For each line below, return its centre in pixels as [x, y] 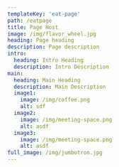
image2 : [25, 113]
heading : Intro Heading [49, 60]
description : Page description [53, 47]
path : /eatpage [30, 21]
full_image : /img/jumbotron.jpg [55, 153]
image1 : [25, 93]
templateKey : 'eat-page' [44, 14]
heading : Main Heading [47, 80]
